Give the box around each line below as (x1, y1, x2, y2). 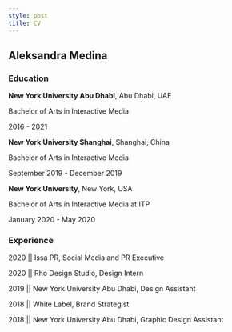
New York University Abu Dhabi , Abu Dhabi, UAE (8, 91, 172, 101)
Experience (8, 235, 54, 246)
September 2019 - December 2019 (8, 169, 122, 178)
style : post (8, 11, 48, 20)
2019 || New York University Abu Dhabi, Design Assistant (8, 284, 196, 294)
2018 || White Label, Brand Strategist (8, 299, 130, 309)
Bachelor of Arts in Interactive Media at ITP (8, 199, 150, 209)
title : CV (8, 19, 42, 27)
